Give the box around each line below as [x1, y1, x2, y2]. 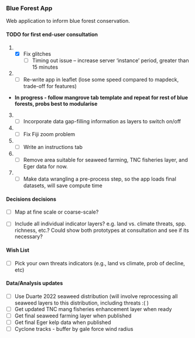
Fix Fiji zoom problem [23, 130, 76, 137]
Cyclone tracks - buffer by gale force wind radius [14, 326, 134, 333]
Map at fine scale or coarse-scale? [14, 208, 99, 215]
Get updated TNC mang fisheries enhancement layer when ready [14, 305, 172, 312]
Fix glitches [23, 50, 52, 57]
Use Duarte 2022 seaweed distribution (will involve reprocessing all [14, 292, 178, 300]
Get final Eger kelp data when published [14, 319, 111, 326]
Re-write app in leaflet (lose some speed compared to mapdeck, [23, 76, 179, 83]
